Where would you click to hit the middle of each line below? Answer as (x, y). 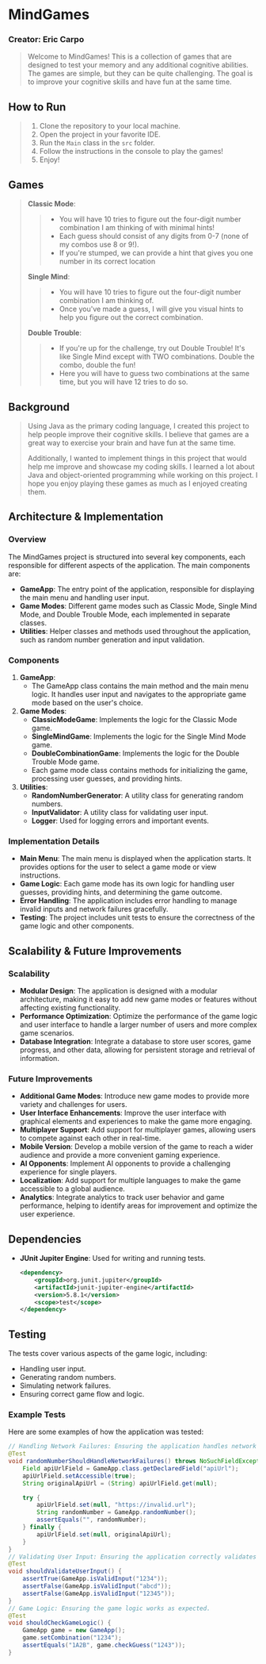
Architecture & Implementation (86, 517)
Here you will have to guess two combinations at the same (154, 374)
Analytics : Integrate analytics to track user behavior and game (122, 1197)
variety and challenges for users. (74, 1105)
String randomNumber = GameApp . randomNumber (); (116, 1512)
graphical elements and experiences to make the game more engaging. (136, 1121)
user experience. (47, 1214)
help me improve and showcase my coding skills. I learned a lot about (141, 467)
